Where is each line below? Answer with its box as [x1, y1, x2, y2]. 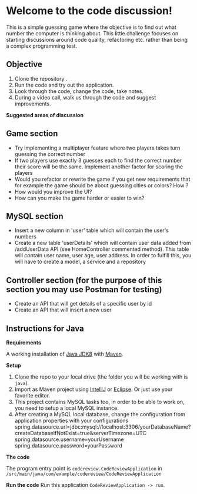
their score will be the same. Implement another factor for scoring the [14, 163, 183, 170]
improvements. [14, 100, 51, 107]
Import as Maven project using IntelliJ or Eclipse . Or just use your [14, 386, 173, 393]
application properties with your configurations [14, 417, 129, 424]
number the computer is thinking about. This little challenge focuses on [6, 29, 179, 37]
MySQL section [6, 211, 64, 221]
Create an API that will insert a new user [14, 306, 112, 313]
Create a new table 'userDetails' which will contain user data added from [14, 240, 191, 247]
